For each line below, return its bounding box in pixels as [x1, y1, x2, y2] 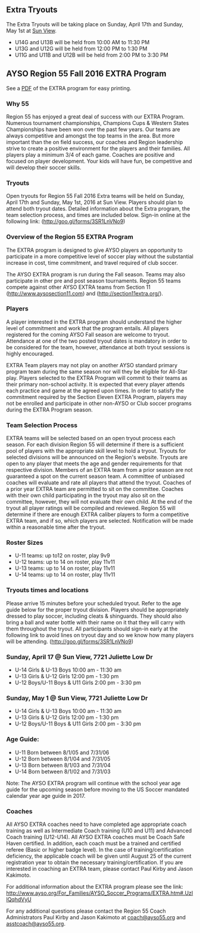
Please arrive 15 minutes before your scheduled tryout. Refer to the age [6, 599, 182, 606]
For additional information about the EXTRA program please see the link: [6, 883, 183, 890]
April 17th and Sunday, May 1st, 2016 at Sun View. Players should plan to [6, 199, 183, 206]
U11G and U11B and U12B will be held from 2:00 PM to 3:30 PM [14, 51, 168, 59]
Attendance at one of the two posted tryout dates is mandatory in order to [6, 337, 187, 344]
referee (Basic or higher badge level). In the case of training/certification [6, 846, 184, 853]
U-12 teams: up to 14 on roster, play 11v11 [14, 559, 115, 566]
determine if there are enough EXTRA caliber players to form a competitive [6, 511, 189, 518]
